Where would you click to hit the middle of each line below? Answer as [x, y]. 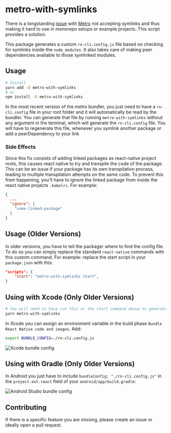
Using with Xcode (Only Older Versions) [70, 297]
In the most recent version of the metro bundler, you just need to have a [80, 107]
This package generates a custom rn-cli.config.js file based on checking [84, 44]
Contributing [26, 407]
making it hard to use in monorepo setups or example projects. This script [83, 29]
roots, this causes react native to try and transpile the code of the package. [84, 164]
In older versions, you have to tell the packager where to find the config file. [85, 246]
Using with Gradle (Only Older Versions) [70, 364]
